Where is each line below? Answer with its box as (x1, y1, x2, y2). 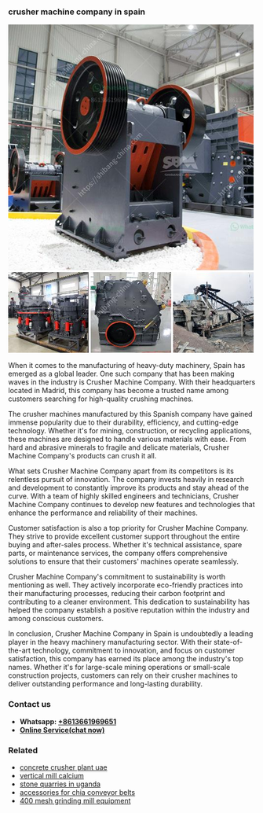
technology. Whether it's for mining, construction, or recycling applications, (8, 426, 252, 436)
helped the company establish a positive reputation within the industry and (8, 605, 250, 615)
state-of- (213, 638, 243, 647)
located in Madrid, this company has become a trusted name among (8, 386, 229, 395)
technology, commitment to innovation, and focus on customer (32, 646, 236, 655)
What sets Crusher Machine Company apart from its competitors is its (8, 466, 234, 476)
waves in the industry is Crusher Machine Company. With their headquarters (8, 377, 256, 387)
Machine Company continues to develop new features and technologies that (8, 500, 255, 510)
